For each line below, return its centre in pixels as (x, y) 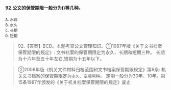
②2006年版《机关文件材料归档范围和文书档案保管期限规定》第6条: (89, 70)
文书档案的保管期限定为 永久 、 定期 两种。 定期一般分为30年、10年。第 (94, 76)
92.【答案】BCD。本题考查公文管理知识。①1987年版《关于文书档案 (90, 46)
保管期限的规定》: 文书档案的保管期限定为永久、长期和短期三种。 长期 (91, 52)
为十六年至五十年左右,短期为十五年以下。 (61, 59)
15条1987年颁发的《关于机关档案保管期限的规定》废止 (74, 82)
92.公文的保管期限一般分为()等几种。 (44, 8)
